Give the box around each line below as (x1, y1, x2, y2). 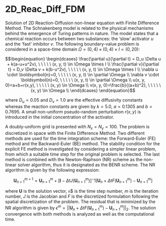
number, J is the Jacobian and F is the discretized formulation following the (5, 193, 158, 199)
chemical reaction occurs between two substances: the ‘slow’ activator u (5, 36, 154, 42)
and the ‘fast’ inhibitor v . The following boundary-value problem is (5, 41, 139, 47)
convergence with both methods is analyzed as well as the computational (5, 211, 155, 217)
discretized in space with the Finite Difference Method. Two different (5, 130, 145, 136)
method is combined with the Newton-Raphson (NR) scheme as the (5, 156, 143, 162)
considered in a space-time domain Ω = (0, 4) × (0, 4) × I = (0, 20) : (5, 46, 140, 52)
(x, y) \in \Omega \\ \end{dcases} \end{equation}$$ (30, 87, 136, 93)
